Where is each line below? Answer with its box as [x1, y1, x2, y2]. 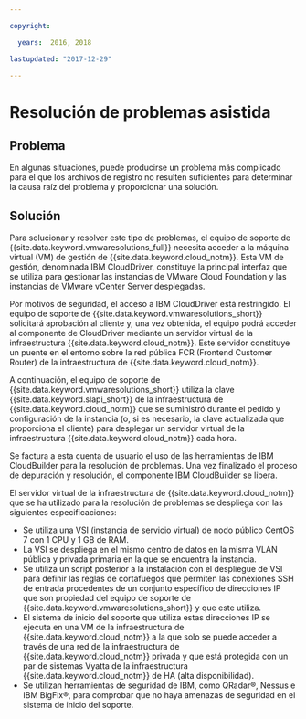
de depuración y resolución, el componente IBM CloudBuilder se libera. [9, 470, 278, 481]
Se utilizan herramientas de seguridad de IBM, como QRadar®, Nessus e [22, 680, 296, 691]
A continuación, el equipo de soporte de [9, 375, 161, 386]
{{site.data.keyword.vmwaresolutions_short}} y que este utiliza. [22, 602, 262, 613]
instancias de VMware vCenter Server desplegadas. [9, 280, 206, 292]
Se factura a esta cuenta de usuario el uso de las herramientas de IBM [9, 450, 274, 461]
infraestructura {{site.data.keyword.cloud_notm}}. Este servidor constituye [9, 337, 290, 348]
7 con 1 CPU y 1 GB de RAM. [22, 534, 130, 545]
